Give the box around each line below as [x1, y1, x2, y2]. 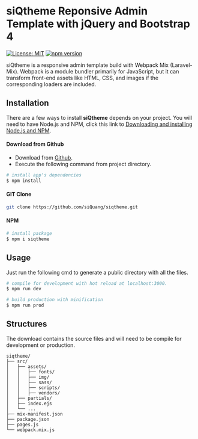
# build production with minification [6, 297, 103, 303]
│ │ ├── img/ [6, 374, 50, 380]
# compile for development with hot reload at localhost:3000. [6, 280, 168, 287]
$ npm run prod [6, 302, 44, 308]
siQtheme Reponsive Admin [6, 4, 148, 18]
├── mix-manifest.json [6, 411, 63, 417]
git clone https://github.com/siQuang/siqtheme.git [6, 204, 138, 210]
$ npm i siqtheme [6, 236, 50, 242]
